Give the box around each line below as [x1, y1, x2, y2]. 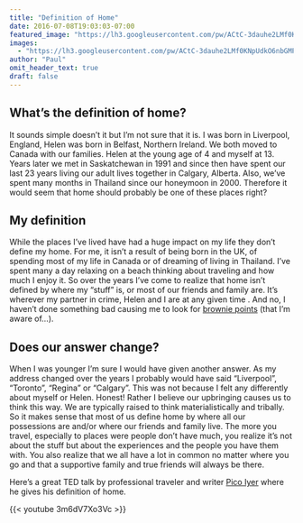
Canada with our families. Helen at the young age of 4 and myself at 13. [9, 148, 275, 159]
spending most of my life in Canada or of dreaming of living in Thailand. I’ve [9, 256, 291, 267]
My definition [9, 213, 87, 228]
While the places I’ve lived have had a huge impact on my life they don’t [9, 236, 276, 248]
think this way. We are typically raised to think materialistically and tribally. [9, 402, 285, 413]
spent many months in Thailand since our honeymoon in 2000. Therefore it [9, 177, 288, 188]
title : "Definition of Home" [9, 13, 119, 23]
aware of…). [9, 313, 54, 325]
